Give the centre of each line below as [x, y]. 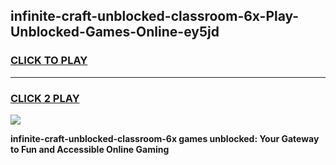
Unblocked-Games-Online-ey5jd [115, 32]
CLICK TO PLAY [49, 61]
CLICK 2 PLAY [45, 98]
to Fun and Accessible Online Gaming [90, 149]
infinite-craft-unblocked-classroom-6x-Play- [155, 16]
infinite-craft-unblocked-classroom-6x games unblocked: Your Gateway [165, 138]
